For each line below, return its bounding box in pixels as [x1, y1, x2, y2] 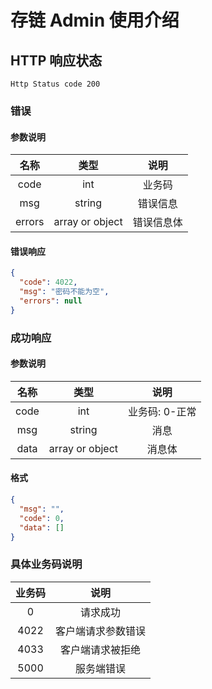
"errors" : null [19, 296, 83, 306]
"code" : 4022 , [19, 277, 78, 288]
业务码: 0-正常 [128, 404, 197, 418]
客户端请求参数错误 [55, 624, 147, 638]
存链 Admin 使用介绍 [10, 9, 180, 32]
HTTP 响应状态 [10, 52, 103, 69]
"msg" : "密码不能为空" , [19, 287, 110, 297]
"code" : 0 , [19, 513, 65, 523]
